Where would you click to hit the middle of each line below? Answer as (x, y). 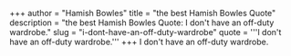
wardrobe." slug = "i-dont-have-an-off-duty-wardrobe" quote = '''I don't (145, 32)
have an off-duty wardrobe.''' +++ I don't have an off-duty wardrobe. (139, 42)
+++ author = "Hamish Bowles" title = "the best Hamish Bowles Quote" (143, 13)
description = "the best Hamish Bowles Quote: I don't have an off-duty (142, 23)
